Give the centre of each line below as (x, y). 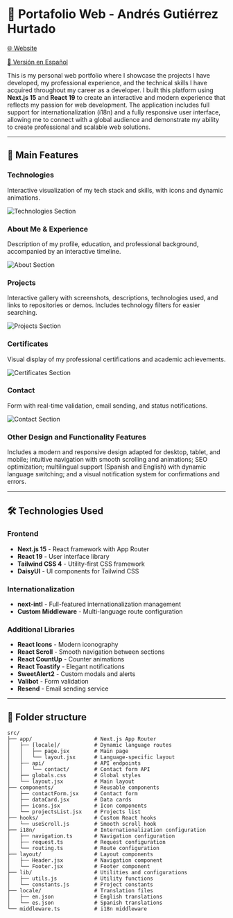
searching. (23, 313)
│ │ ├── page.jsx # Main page (68, 752)
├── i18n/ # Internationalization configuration (107, 830)
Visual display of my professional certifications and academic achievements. (116, 359)
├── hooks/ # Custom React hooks (82, 818)
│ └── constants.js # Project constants (80, 885)
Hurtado (32, 29)
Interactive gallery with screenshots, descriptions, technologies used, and (113, 298)
